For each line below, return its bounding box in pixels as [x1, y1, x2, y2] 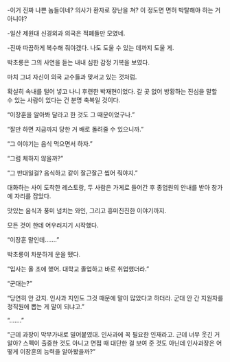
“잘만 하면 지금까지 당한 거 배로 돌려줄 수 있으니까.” [7, 125, 144, 133]
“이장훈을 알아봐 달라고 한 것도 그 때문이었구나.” [7, 110, 135, 119]
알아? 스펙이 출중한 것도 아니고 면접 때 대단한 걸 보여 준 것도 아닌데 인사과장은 [7, 339, 215, 347]
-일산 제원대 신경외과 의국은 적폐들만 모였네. [7, 29, 126, 37]
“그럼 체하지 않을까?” [7, 154, 64, 162]
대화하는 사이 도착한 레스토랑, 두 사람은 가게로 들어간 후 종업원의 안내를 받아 [7, 184, 211, 191]
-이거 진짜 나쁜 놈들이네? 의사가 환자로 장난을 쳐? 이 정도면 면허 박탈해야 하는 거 [7, 6, 221, 14]
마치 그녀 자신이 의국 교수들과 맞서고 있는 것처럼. [7, 73, 137, 81]
